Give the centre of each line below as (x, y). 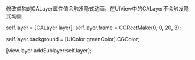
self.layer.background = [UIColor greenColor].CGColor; (73, 39)
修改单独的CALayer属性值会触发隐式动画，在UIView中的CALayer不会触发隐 (98, 9)
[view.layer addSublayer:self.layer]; (49, 51)
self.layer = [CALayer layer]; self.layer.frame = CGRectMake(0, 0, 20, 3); (94, 28)
